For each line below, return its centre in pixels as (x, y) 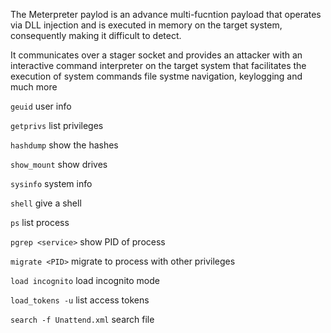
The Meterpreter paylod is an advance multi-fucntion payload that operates (166, 14)
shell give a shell (46, 203)
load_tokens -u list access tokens (80, 300)
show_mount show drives (59, 164)
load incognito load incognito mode (85, 280)
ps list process (40, 222)
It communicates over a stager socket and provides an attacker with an (156, 55)
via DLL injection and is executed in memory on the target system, (146, 25)
